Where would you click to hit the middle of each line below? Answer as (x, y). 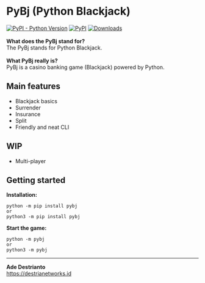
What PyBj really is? (32, 61)
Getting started (36, 180)
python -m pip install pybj (42, 206)
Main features (34, 86)
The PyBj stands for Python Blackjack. (54, 48)
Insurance (28, 114)
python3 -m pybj (27, 250)
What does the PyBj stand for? (46, 41)
